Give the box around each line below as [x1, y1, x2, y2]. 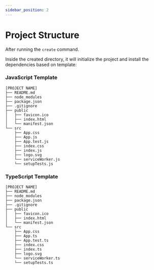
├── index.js [14, 148, 42, 153]
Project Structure [5, 29, 80, 41]
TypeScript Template [5, 173, 58, 180]
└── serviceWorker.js [14, 157, 60, 162]
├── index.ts [14, 247, 42, 252]
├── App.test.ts [14, 238, 49, 243]
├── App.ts [14, 233, 38, 239]
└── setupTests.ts [14, 260, 53, 265]
